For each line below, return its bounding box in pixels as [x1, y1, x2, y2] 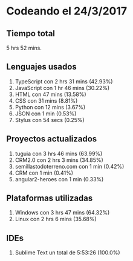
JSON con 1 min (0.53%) [15, 110, 77, 117]
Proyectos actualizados [6, 134, 97, 144]
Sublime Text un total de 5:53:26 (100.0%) [15, 249, 120, 256]
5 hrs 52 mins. [6, 44, 42, 51]
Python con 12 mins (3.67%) [15, 103, 86, 111]
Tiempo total [6, 28, 56, 39]
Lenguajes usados [6, 62, 77, 72]
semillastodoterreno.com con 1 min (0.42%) [15, 163, 125, 170]
